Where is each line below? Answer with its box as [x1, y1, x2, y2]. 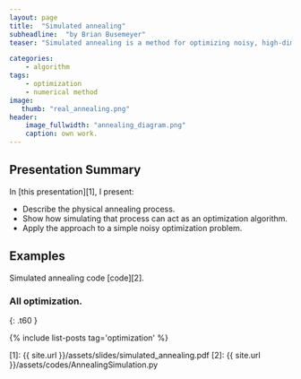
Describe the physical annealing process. [21, 203, 176, 214]
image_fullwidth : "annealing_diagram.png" [25, 121, 186, 130]
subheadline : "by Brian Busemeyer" [9, 30, 146, 39]
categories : [9, 55, 54, 64]
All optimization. [9, 295, 83, 307]
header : [9, 113, 39, 122]
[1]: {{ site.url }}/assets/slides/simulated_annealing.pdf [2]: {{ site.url [9, 349, 262, 360]
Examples [9, 248, 65, 264]
